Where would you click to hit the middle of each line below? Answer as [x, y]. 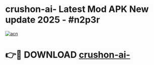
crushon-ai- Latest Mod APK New [77, 9]
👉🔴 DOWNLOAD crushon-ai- [68, 55]
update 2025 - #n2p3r [53, 20]
